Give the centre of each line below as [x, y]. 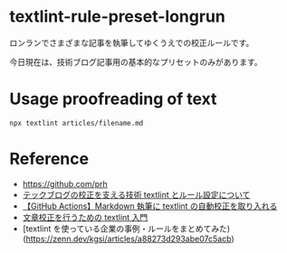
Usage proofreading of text [113, 99]
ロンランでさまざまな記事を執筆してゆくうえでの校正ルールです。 [132, 42]
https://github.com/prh [65, 183]
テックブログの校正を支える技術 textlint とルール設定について [136, 194]
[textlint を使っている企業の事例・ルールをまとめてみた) [126, 229]
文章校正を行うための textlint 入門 [85, 217]
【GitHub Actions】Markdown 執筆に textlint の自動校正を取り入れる [150, 206]
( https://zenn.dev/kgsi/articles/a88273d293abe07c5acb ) [129, 239]
